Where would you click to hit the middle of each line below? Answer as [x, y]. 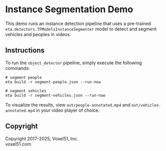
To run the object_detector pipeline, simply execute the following [74, 63]
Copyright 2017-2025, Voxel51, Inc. [42, 138]
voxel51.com [18, 144]
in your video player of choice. [68, 110]
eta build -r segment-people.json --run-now [53, 82]
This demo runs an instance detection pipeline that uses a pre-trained [78, 23]
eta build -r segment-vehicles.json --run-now [55, 95]
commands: [18, 68]
